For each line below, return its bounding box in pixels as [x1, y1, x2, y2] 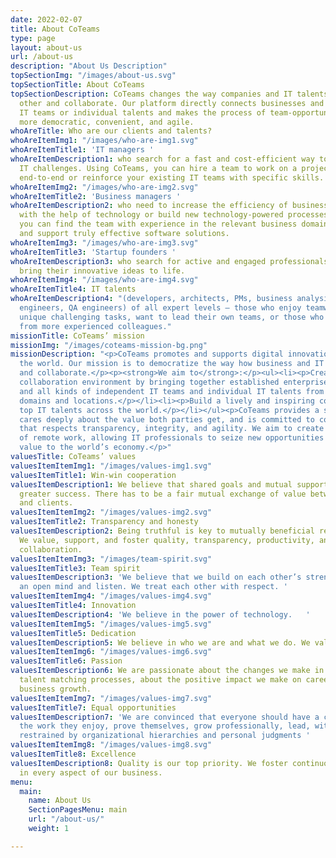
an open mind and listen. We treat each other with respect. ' [19, 582, 288, 592]
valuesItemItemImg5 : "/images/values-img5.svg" [10, 619, 213, 629]
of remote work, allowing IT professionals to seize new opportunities [19, 433, 325, 443]
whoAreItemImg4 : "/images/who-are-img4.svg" [10, 275, 199, 285]
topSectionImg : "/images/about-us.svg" [10, 71, 177, 81]
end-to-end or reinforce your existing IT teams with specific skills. [19, 172, 325, 183]
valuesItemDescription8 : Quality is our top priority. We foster [10, 758, 288, 768]
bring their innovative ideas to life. [19, 266, 186, 276]
